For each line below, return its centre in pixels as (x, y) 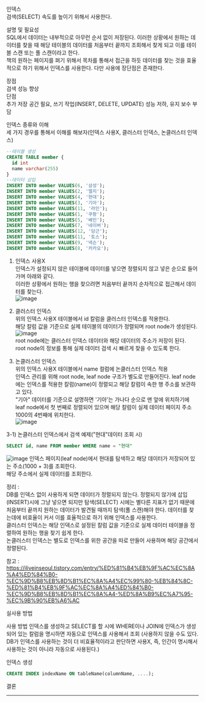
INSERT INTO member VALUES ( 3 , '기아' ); (56, 203)
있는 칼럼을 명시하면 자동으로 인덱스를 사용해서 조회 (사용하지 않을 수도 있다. (108, 633)
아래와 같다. (41, 276)
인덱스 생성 (20, 662)
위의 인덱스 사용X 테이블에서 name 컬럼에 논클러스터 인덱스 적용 (92, 369)
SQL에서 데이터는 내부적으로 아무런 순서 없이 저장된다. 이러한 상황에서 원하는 (98, 37)
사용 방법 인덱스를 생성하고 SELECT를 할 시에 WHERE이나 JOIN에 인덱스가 (95, 626)
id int (20, 163)
